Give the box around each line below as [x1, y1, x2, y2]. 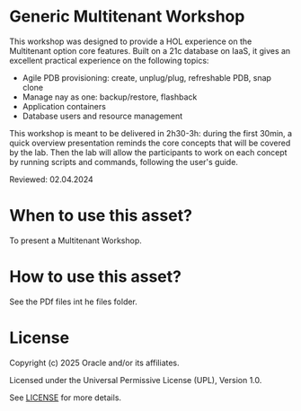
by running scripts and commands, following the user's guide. [9, 156, 238, 167]
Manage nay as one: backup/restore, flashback [22, 92, 198, 102]
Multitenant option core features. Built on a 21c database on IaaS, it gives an [9, 45, 291, 56]
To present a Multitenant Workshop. [9, 235, 142, 246]
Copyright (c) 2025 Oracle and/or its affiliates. [9, 357, 180, 368]
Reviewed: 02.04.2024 [9, 173, 93, 185]
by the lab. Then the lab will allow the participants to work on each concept [9, 146, 288, 158]
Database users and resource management [22, 110, 183, 121]
